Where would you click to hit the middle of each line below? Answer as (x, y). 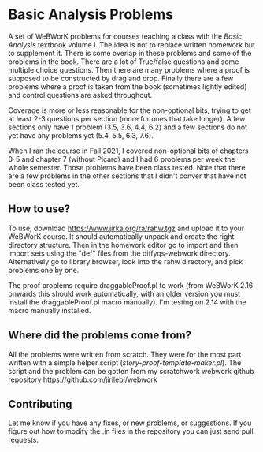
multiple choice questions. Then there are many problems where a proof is (129, 69)
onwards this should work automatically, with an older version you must (124, 293)
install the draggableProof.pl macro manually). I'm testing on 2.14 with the (127, 302)
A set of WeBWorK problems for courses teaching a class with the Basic (125, 36)
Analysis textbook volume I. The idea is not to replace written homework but (132, 44)
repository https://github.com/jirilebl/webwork (83, 379)
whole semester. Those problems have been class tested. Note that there (127, 167)
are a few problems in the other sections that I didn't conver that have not (127, 176)
